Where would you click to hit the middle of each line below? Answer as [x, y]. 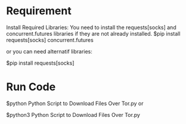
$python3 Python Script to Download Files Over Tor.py [73, 115]
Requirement [39, 11]
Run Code [31, 87]
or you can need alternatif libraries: [49, 51]
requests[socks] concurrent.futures [50, 40]
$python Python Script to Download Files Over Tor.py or [75, 103]
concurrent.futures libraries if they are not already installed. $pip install [93, 33]
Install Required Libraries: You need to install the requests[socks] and [92, 27]
